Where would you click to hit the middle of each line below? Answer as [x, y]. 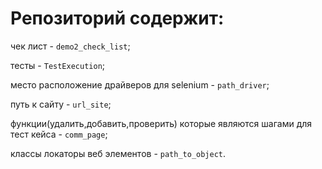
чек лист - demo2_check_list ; [70, 46]
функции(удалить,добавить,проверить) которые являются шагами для [161, 123]
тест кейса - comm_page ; [59, 134]
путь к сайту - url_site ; [61, 104]
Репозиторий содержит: [117, 18]
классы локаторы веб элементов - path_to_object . [118, 153]
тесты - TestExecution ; [58, 65]
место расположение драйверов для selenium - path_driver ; [140, 84]
